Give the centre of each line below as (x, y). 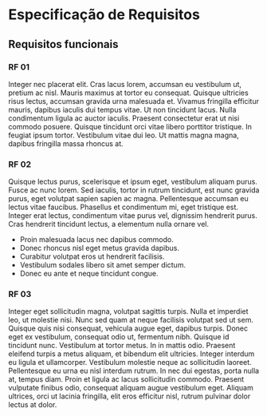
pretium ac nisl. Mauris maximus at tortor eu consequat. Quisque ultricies (128, 93)
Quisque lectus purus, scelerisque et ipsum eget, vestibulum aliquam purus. (133, 182)
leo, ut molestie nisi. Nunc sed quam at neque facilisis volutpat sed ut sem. (131, 320)
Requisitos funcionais (63, 44)
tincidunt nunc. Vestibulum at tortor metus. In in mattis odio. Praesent (122, 346)
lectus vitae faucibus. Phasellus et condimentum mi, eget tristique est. (124, 207)
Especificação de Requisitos (104, 15)
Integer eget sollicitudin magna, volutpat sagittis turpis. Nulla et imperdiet (128, 311)
